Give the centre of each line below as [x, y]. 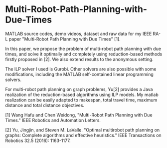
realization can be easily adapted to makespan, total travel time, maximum [81, 100]
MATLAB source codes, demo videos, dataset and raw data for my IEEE [79, 33]
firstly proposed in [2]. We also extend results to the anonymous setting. [79, 59]
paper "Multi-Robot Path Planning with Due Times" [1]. [65, 39]
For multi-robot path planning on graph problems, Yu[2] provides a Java [79, 89]
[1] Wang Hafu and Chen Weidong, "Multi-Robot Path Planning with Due [79, 115]
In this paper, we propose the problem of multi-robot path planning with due [83, 48]
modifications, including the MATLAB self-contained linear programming [79, 74]
